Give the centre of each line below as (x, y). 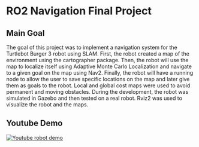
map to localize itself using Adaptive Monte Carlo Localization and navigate (99, 66)
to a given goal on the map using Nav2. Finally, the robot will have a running (100, 73)
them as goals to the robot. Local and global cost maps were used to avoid (98, 85)
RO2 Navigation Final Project (79, 11)
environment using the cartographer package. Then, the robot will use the (97, 60)
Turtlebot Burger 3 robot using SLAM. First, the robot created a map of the (98, 54)
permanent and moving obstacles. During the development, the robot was (97, 92)
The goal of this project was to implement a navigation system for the (92, 47)
